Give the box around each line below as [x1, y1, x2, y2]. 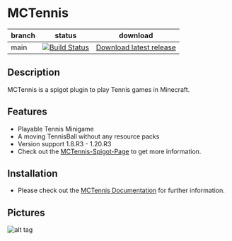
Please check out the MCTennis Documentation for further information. [17, 186, 225, 195]
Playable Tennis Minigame [17, 124, 94, 133]
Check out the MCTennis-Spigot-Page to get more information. [17, 147, 202, 155]
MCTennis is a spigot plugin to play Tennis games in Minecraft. [7, 85, 190, 93]
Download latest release [95, 42, 177, 52]
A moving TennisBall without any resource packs [17, 132, 160, 141]
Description [7, 66, 60, 78]
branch [11, 30, 36, 40]
